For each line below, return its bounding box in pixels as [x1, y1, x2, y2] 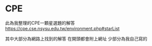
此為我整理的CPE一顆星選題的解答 [5, 20, 75, 26]
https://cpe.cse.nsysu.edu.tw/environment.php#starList [5, 25, 120, 31]
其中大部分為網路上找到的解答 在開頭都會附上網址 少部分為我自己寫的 [5, 36, 148, 42]
